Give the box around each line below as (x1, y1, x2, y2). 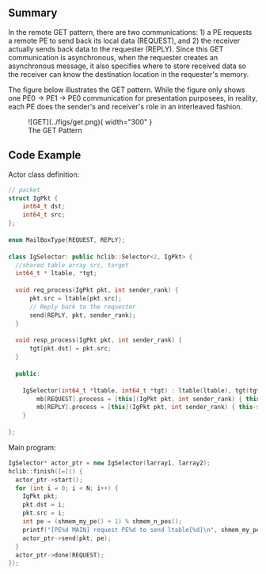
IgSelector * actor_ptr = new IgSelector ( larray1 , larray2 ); (8, 459, 211, 467)
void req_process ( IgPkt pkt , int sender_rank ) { (15, 286, 179, 294)
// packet (8, 186, 41, 193)
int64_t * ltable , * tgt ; (15, 270, 97, 277)
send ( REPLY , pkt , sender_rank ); (28, 311, 136, 320)
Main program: (8, 442, 57, 452)
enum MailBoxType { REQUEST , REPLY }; (8, 235, 126, 244)
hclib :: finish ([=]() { (8, 467, 83, 475)
